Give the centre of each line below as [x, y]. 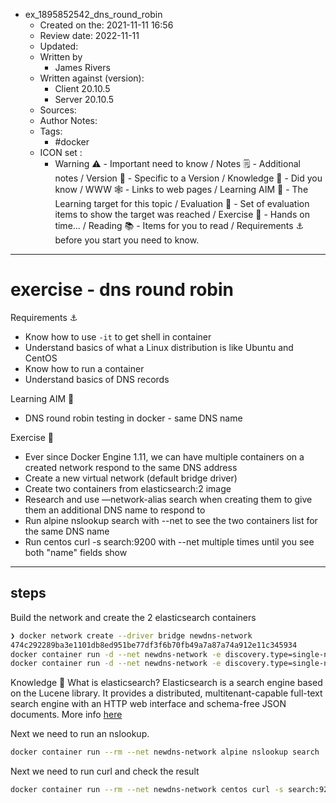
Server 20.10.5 [84, 99]
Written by [61, 57]
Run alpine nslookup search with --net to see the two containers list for [171, 520]
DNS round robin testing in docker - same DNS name [133, 418]
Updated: [59, 46]
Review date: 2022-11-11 [89, 35]
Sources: [58, 110]
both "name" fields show [76, 552]
